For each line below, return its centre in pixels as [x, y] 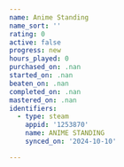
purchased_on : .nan [45, 68]
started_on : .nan [41, 76]
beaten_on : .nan [39, 83]
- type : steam [43, 116]
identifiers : [33, 108]
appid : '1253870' [57, 125]
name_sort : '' [35, 26]
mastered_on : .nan [43, 100]
